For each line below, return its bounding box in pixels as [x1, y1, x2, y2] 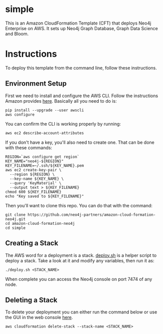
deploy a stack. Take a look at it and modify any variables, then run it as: [5, 257, 154, 263]
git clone [5, 212, 26, 217]
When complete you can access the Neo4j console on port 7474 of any [5, 276, 152, 282]
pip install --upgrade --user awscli [5, 108, 84, 113]
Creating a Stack [5, 239, 59, 247]
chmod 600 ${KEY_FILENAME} [5, 189, 62, 194]
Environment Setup [5, 79, 67, 88]
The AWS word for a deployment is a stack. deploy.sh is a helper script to [5, 252, 157, 258]
